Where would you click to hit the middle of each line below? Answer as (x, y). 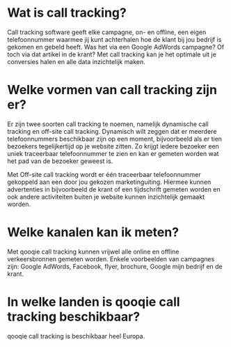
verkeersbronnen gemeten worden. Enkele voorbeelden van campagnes (111, 259)
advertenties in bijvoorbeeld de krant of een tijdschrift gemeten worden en (114, 189)
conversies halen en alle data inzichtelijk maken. (77, 61)
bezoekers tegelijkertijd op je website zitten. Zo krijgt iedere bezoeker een (113, 146)
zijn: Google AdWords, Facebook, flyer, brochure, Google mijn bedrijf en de (115, 266)
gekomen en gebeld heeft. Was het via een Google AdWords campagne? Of (116, 47)
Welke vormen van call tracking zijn (112, 90)
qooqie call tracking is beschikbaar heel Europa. (76, 336)
